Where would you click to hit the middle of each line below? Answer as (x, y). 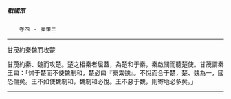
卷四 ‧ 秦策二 (38, 29)
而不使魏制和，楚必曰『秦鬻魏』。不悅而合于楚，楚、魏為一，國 (135, 72)
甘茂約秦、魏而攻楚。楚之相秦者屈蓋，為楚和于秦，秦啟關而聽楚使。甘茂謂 (112, 64)
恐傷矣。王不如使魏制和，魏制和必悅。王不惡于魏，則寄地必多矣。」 (102, 81)
